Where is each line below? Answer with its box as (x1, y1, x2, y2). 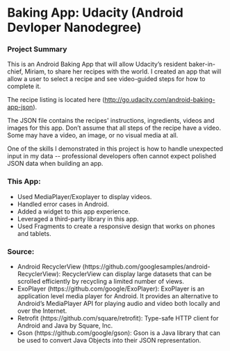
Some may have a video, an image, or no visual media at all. (7, 131, 179, 139)
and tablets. (17, 229, 51, 237)
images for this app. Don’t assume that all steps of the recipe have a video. (7, 123, 221, 132)
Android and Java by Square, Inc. (17, 321, 113, 330)
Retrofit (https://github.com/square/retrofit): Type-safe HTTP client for (17, 314, 219, 323)
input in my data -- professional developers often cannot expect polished (7, 152, 217, 160)
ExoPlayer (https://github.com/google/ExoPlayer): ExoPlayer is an (17, 284, 205, 293)
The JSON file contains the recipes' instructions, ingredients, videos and (7, 117, 215, 125)
